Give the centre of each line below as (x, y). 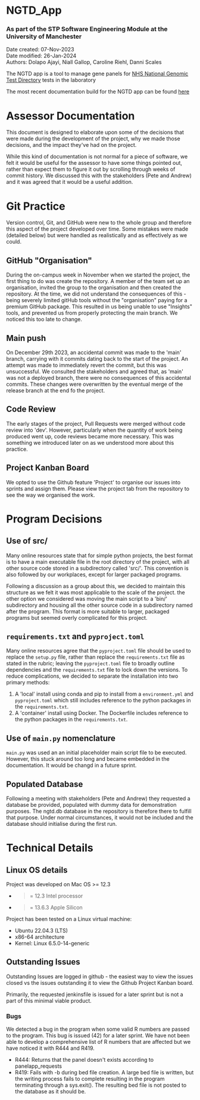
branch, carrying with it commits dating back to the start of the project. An (97, 358)
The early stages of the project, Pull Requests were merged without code (96, 423)
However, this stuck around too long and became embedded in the (88, 759)
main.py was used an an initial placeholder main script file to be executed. (96, 752)
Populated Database (45, 784)
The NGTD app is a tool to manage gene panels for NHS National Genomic (97, 74)
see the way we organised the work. (51, 495)
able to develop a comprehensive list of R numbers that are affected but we (99, 1042)
